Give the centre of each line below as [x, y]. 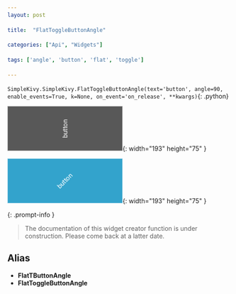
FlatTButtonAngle [44, 275]
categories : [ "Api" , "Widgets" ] [55, 45]
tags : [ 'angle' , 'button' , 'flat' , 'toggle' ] [75, 60]
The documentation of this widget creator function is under [111, 228]
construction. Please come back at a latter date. [95, 236]
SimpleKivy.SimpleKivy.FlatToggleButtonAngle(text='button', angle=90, [115, 89]
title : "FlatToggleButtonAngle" [57, 30]
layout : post [27, 15]
